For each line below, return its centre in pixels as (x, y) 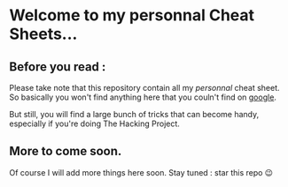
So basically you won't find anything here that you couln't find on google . (143, 97)
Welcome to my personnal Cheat (132, 15)
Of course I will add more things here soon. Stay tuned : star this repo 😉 (141, 172)
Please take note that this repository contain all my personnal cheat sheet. (145, 88)
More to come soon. (66, 151)
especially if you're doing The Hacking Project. (94, 123)
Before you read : (58, 67)
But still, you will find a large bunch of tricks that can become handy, (134, 114)
